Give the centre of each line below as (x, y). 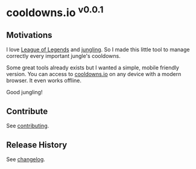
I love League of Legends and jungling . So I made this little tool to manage (98, 49)
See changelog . (26, 159)
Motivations (29, 35)
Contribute (27, 111)
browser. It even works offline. (44, 81)
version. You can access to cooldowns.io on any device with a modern (94, 74)
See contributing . (28, 126)
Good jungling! (24, 92)
